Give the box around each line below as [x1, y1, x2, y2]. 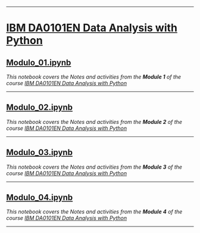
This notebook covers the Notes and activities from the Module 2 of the [6, 118, 183, 125]
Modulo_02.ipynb [6, 102, 73, 113]
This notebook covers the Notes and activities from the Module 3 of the [6, 163, 183, 170]
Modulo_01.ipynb [6, 57, 71, 67]
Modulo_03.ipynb [6, 147, 73, 158]
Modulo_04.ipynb [6, 192, 73, 203]
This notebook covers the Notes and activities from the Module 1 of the [6, 73, 182, 80]
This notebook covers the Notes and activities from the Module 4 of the [6, 208, 183, 215]
